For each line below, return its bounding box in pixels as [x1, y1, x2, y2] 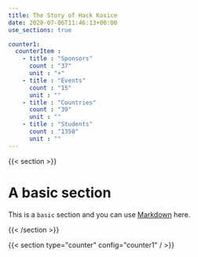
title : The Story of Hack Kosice [8, 11, 118, 20]
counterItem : [15, 48, 61, 56]
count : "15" [28, 84, 72, 92]
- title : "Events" [22, 76, 86, 85]
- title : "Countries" [22, 99, 97, 107]
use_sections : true [8, 26, 72, 34]
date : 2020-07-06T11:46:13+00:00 [8, 19, 118, 27]
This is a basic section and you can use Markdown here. [8, 209, 191, 219]
